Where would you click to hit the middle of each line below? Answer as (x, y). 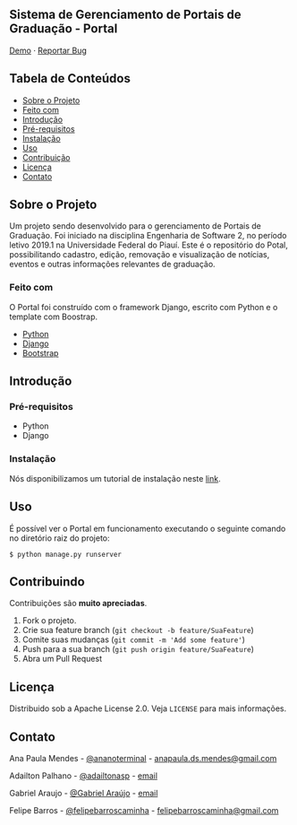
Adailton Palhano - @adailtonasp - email (84, 776)
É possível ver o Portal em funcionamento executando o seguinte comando (148, 528)
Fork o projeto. (49, 621)
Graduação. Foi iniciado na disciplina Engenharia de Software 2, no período (148, 236)
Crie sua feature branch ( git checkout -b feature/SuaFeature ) (138, 630)
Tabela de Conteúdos (70, 78)
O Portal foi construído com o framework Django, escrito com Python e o (144, 307)
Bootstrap (40, 352)
